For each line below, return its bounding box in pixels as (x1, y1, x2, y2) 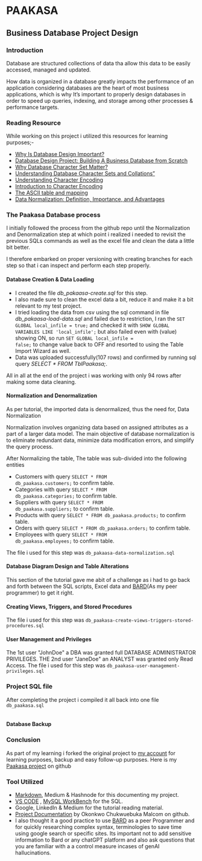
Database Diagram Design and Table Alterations (6, 562, 129, 570)
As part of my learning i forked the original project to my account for (6, 749, 176, 757)
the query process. (6, 443, 54, 450)
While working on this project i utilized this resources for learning (6, 133, 168, 140)
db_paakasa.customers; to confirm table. (14, 479, 115, 486)
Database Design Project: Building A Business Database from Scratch (14, 157, 188, 164)
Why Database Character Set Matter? (14, 163, 109, 171)
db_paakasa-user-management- (106, 663, 180, 669)
